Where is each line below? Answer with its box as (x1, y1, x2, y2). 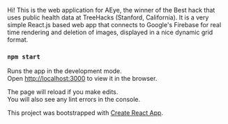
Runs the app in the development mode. (7, 67, 122, 75)
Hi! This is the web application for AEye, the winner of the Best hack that (7, 6, 215, 14)
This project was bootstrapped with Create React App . (7, 109, 164, 117)
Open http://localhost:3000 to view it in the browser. (7, 75, 158, 83)
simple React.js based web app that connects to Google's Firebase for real (7, 21, 222, 29)
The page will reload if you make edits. (7, 88, 119, 96)
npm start (7, 52, 40, 61)
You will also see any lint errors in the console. (7, 95, 141, 104)
